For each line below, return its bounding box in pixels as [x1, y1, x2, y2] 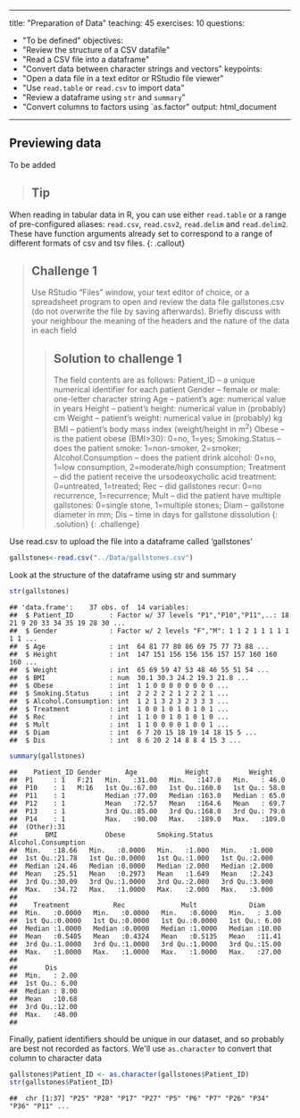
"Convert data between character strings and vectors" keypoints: [21, 63, 262, 74]
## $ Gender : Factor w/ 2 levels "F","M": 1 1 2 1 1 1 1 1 [9, 626, 290, 635]
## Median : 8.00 [9, 987, 78, 996]
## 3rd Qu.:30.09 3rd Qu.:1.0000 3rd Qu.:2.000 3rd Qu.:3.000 [9, 877, 274, 886]
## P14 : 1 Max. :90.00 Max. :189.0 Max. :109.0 [9, 814, 286, 823]
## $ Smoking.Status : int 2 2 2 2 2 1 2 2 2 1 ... [9, 689, 229, 698]
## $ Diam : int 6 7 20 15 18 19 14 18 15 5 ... [9, 727, 257, 737]
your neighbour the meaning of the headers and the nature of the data [30, 315, 290, 326]
